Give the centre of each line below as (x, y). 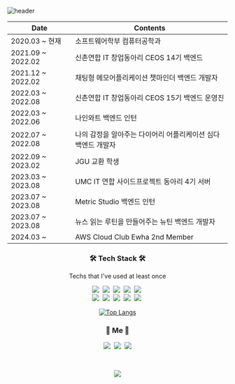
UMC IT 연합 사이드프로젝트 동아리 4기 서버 (143, 182)
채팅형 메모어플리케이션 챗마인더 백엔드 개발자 (147, 78)
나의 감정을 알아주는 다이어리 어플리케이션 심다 (148, 134)
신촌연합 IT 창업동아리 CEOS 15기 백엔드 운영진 (150, 98)
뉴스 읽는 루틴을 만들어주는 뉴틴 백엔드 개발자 (145, 222)
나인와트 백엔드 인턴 (106, 118)
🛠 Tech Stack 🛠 (117, 258)
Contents (150, 28)
